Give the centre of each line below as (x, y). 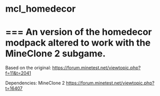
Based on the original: (28, 68)
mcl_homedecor (41, 9)
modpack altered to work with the (78, 43)
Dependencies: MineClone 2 (35, 83)
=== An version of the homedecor (78, 32)
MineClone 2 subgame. (56, 54)
